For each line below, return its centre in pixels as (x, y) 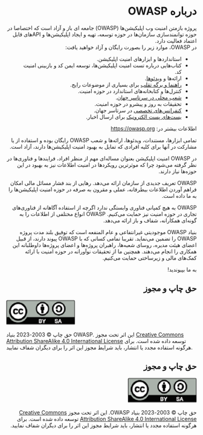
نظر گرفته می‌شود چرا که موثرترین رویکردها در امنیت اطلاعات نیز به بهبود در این (107, 165)
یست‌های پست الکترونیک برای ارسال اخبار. (134, 117)
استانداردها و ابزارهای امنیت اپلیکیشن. (139, 59)
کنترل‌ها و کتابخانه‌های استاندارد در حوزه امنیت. (130, 91)
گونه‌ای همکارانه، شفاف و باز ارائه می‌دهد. (150, 220)
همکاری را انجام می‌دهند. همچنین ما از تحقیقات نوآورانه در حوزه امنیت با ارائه (111, 251)
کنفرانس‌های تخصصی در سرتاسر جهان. (137, 110)
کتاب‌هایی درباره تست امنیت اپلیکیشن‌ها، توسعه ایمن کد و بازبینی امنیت (102, 65)
